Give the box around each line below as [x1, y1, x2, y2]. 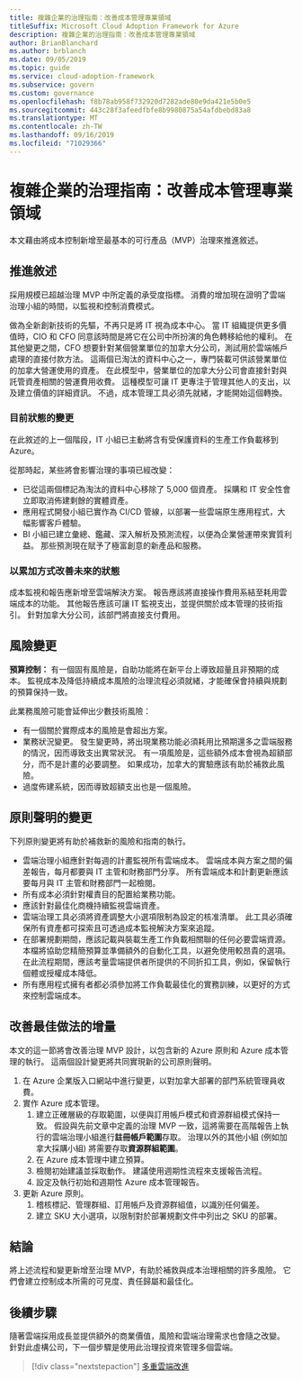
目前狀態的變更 [9, 412, 75, 425]
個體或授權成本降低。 [22, 967, 102, 978]
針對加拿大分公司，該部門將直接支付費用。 [26, 609, 185, 620]
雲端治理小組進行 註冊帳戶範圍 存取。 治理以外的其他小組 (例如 [51, 1131, 280, 1142]
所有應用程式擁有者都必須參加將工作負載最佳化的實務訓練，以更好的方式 [22, 979, 290, 990]
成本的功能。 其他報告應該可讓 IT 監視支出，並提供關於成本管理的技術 [16, 599, 276, 609]
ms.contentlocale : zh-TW [9, 123, 102, 132]
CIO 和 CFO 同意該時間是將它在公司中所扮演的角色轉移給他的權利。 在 [32, 331, 293, 342]
